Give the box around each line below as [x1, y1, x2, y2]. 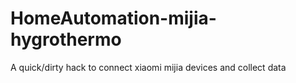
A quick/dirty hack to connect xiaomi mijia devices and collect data [10, 61, 287, 73]
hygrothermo [10, 28, 122, 51]
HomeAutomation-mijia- [10, 7, 217, 30]
